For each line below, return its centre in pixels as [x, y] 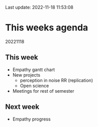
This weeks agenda [47, 28]
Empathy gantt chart [34, 70]
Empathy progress [32, 119]
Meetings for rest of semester [43, 91]
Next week [22, 107]
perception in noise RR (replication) [57, 80]
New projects [26, 75]
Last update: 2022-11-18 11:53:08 [39, 7]
